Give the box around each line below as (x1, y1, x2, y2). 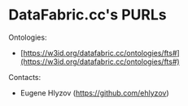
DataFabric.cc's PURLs (8, 6, 167, 24)
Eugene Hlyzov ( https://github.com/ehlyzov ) (20, 87, 169, 98)
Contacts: (8, 72, 42, 82)
